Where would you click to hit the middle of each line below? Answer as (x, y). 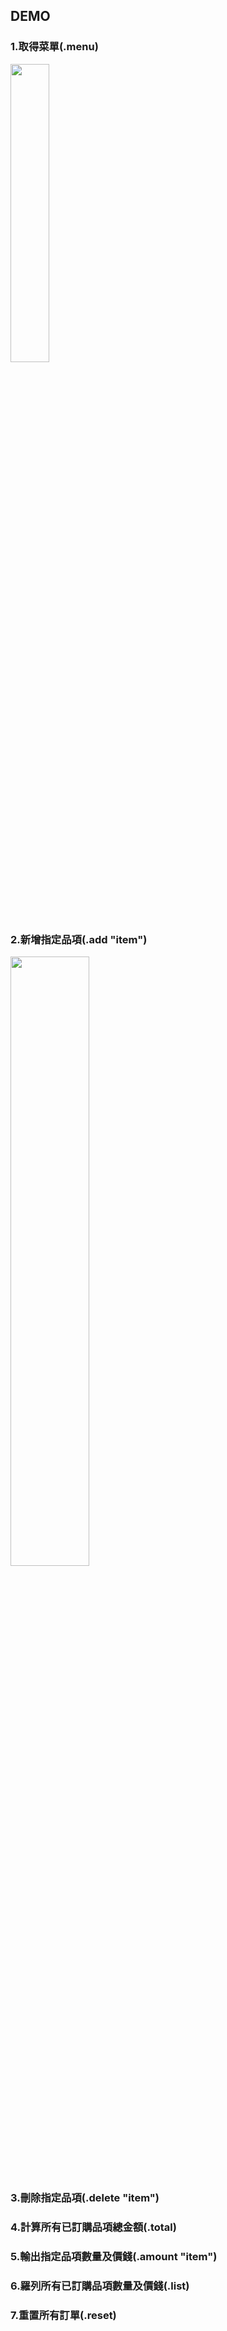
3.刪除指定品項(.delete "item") (85, 2197)
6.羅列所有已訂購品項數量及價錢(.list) (100, 2286)
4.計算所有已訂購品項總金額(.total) (93, 2227)
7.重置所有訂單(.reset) (63, 2315)
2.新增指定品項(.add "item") (79, 939)
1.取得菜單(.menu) (54, 47)
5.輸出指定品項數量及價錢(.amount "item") (114, 2256)
